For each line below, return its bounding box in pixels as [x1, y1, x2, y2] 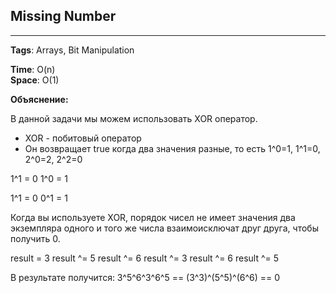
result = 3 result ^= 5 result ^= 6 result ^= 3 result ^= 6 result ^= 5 [10, 252, 280, 264]
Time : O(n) [10, 63, 56, 75]
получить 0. [10, 232, 61, 244]
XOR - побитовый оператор [24, 132, 142, 144]
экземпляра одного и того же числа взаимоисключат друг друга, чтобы [10, 222, 319, 234]
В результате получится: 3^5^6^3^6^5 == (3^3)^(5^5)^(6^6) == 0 [10, 271, 281, 283]
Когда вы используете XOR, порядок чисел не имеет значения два [10, 211, 296, 223]
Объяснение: [10, 93, 69, 105]
